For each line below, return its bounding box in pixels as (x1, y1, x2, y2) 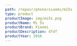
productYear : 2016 (5, 34, 42, 39)
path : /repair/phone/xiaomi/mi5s (5, 7, 73, 12)
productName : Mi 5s (5, 20, 45, 25)
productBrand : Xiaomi (5, 25, 49, 30)
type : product (5, 11, 34, 16)
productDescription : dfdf (5, 29, 57, 34)
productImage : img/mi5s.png (5, 16, 62, 21)
